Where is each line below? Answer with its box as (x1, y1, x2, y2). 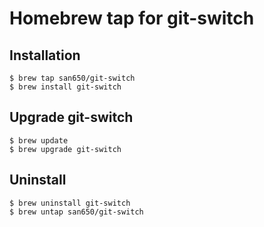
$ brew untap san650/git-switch (9, 207, 144, 217)
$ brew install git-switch (9, 82, 122, 92)
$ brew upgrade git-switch (9, 144, 122, 154)
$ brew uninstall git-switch (9, 198, 131, 208)
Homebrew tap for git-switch (9, 7, 255, 30)
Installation (9, 47, 81, 64)
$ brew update (9, 135, 69, 146)
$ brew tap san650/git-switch (9, 73, 136, 83)
